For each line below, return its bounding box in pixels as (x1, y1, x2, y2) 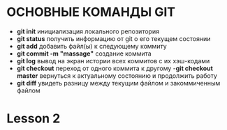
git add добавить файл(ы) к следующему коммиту (16, 42, 167, 50)
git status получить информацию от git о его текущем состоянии (16, 34, 211, 42)
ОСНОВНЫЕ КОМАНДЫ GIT (6, 4, 176, 20)
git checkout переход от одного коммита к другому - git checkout (16, 64, 214, 72)
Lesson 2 (6, 111, 61, 127)
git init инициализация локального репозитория (16, 27, 160, 35)
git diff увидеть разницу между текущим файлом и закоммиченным (16, 79, 221, 87)
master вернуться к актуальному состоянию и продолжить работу (16, 71, 218, 80)
